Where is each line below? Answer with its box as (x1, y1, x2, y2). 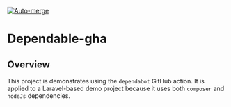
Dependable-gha (7, 31, 107, 47)
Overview (7, 58, 51, 70)
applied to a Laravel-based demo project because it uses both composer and (7, 84, 225, 92)
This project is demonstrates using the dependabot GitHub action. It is (7, 77, 205, 85)
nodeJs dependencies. (7, 92, 71, 100)
